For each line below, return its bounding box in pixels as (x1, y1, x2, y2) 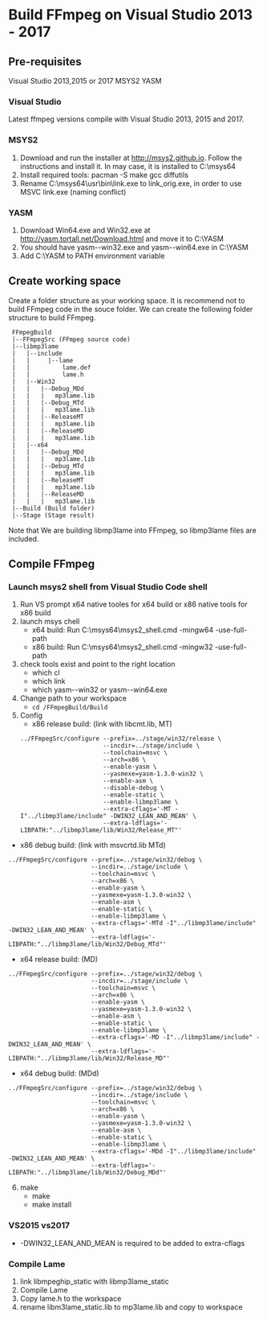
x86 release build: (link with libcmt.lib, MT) (31, 719, 172, 729)
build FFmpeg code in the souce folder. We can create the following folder (8, 304, 253, 314)
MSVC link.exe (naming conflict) (19, 187, 127, 196)
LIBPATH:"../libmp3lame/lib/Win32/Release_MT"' (19, 826, 182, 834)
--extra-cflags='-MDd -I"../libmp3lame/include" (91, 1148, 257, 1156)
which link (31, 676, 66, 686)
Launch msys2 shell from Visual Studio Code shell (8, 582, 208, 593)
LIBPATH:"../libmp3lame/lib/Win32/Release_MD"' (8, 1055, 171, 1063)
